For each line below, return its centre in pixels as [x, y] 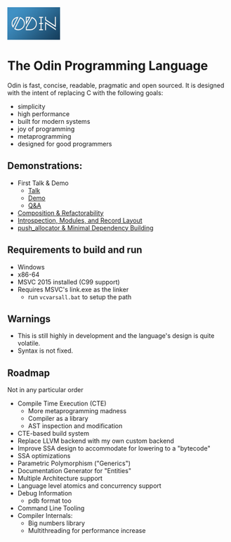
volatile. [29, 344]
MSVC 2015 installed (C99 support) [69, 282]
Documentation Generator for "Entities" [74, 471]
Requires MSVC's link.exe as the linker [73, 289]
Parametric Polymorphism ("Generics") [74, 463]
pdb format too [49, 501]
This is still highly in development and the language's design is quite [116, 336]
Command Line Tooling [51, 508]
